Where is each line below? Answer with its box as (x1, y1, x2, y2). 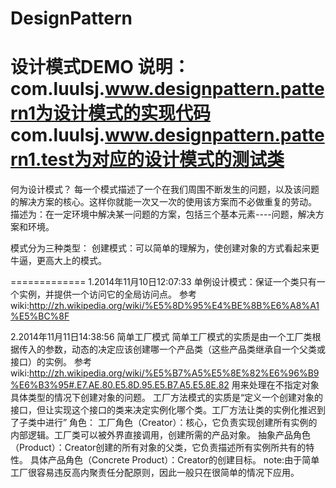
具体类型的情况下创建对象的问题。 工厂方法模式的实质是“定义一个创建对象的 (10, 392, 324, 404)
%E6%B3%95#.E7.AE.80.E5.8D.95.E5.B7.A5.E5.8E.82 (10, 379, 230, 391)
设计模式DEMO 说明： (10, 56, 191, 79)
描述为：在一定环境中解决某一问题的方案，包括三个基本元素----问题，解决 (10, 208, 316, 221)
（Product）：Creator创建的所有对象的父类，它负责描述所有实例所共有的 (10, 442, 307, 454)
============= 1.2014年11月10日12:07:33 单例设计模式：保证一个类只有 (10, 276, 317, 288)
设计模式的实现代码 (53, 102, 212, 125)
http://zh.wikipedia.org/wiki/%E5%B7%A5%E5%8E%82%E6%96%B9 (28, 367, 320, 379)
